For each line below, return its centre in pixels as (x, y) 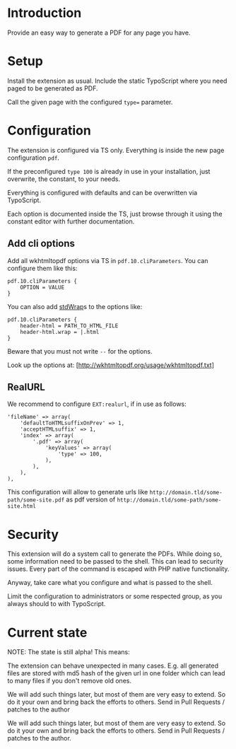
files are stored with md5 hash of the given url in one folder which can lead (116, 673)
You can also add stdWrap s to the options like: (75, 306)
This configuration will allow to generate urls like (78, 492)
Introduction (45, 13)
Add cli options (41, 244)
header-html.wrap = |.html (60, 332)
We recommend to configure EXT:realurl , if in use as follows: (97, 404)
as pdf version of (91, 499)
